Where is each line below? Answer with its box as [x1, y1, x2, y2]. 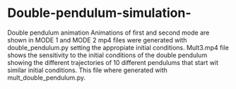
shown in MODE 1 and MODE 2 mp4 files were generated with [7, 35, 187, 44]
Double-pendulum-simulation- [7, 5, 191, 21]
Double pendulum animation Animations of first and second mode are [7, 28, 210, 37]
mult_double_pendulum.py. [7, 73, 86, 82]
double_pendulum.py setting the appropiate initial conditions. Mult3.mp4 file [7, 43, 230, 52]
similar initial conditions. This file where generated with [7, 66, 167, 74]
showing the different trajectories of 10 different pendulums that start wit [7, 58, 219, 66]
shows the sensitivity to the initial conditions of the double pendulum [7, 51, 208, 59]
